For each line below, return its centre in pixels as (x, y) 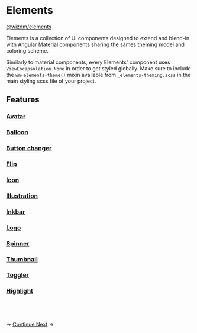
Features (23, 100)
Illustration (22, 196)
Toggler (18, 275)
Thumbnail (22, 259)
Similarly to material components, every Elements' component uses (88, 62)
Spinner (18, 243)
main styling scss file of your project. (51, 81)
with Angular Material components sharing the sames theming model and (96, 44)
